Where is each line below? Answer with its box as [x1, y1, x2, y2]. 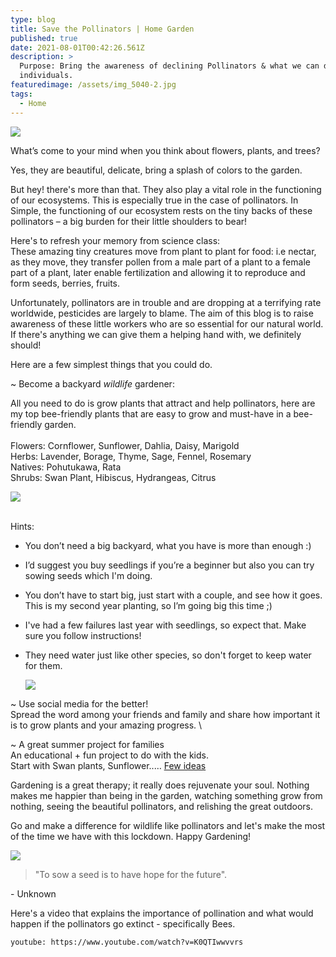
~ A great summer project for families [10, 738, 165, 750]
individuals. [19, 71, 74, 81]
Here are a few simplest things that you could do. [10, 358, 213, 370]
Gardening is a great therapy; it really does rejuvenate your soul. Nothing [10, 779, 310, 791]
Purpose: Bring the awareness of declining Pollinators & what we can [19, 61, 320, 71]
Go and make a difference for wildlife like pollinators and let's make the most [10, 819, 326, 831]
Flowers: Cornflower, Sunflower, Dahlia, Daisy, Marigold [10, 439, 240, 451]
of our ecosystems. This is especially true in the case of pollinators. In [10, 194, 299, 206]
